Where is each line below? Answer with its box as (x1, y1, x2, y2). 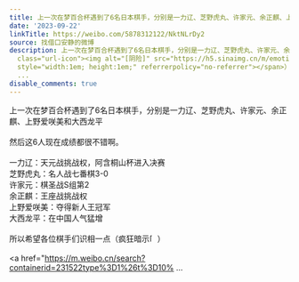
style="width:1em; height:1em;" (17, 63, 138, 72)
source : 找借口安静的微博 (9, 37, 95, 47)
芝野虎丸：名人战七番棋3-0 (9, 168, 109, 179)
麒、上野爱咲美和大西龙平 (9, 116, 103, 126)
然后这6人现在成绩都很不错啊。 (9, 136, 124, 147)
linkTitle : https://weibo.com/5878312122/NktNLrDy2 (9, 29, 205, 38)
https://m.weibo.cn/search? (44, 253, 146, 263)
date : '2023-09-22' (9, 21, 82, 30)
